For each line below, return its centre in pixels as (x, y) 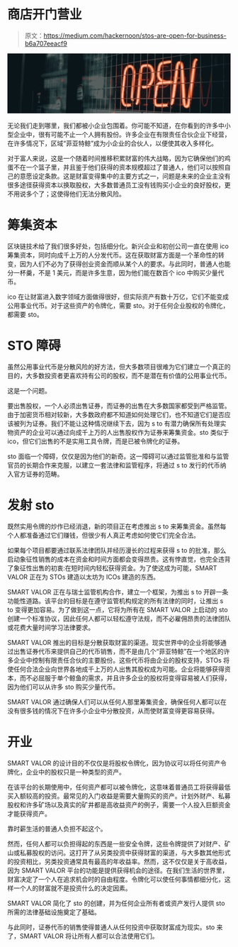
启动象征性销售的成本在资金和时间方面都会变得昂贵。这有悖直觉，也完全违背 (119, 559)
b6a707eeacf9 (46, 43)
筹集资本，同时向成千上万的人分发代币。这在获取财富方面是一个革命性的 (113, 255)
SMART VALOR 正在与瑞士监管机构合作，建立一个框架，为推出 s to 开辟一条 (118, 592)
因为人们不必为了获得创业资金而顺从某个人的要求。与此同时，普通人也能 (125, 264)
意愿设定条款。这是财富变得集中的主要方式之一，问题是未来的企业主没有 (125, 176)
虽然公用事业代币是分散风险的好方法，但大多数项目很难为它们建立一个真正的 (119, 367)
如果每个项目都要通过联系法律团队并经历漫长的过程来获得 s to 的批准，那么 (117, 550)
